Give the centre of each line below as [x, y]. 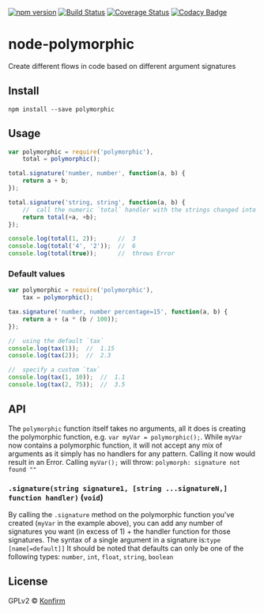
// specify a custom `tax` [55, 370]
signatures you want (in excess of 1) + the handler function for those [119, 531]
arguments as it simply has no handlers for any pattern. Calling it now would [132, 453]
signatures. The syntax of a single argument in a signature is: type [115, 540]
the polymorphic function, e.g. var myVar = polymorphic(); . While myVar [125, 436]
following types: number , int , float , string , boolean [91, 557]
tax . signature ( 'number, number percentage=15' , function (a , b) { [118, 312]
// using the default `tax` [56, 341]
